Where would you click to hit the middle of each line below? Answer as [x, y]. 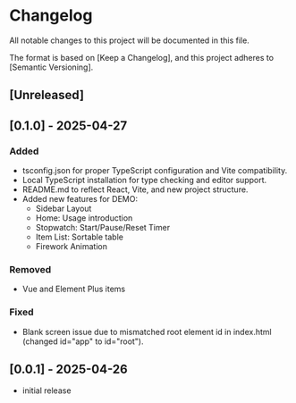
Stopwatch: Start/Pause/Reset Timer [103, 228]
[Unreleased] [47, 95]
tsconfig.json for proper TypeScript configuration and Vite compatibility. [155, 171]
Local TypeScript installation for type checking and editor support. [144, 181]
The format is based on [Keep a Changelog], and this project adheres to [142, 57]
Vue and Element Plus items [74, 289]
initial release [47, 390]
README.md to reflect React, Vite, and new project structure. [135, 189]
